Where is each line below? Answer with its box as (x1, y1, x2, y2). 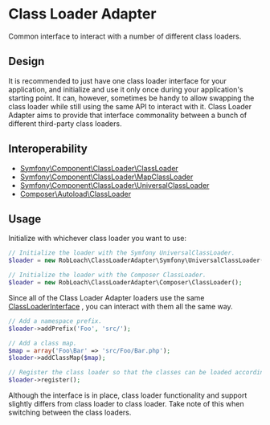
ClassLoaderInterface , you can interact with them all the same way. (8, 301, 233, 311)
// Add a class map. (8, 339, 78, 347)
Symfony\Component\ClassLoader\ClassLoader (19, 163, 178, 173)
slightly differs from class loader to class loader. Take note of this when (8, 399, 244, 408)
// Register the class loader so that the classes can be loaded (8, 369, 231, 377)
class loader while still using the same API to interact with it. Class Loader (8, 101, 252, 111)
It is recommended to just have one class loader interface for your (8, 76, 227, 85)
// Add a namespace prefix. (8, 317, 103, 325)
